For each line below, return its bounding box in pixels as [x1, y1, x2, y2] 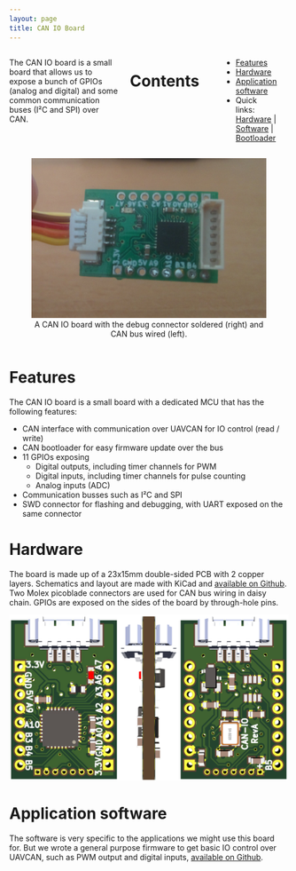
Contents [129, 71, 199, 91]
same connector [21, 508, 82, 519]
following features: [9, 406, 78, 416]
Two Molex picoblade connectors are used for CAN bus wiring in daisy [9, 587, 268, 598]
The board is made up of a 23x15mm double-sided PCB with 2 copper [9, 568, 265, 579]
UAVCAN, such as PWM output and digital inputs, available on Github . [9, 851, 264, 862]
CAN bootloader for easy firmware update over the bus [21, 442, 224, 453]
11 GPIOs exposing [21, 451, 90, 462]
